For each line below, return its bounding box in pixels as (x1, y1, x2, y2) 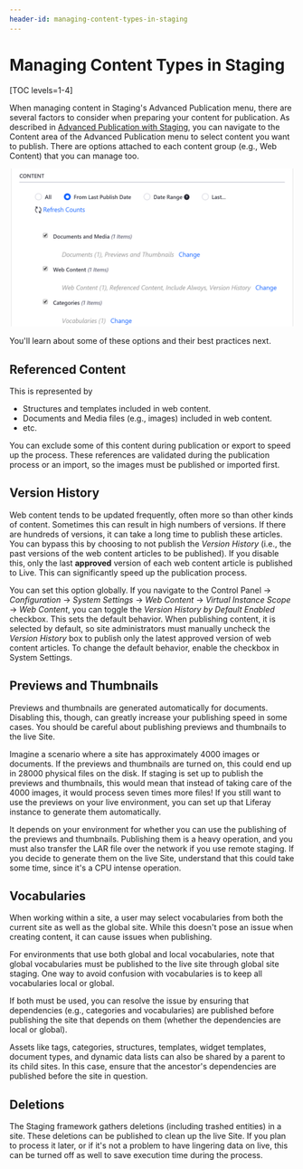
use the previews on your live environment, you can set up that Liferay (9, 796, 271, 807)
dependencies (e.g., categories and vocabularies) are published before (9, 1005, 274, 1016)
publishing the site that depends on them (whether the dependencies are (9, 1014, 281, 1026)
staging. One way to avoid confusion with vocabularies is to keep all (9, 968, 262, 979)
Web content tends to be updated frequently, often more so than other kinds (9, 509, 294, 520)
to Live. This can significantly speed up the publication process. (9, 566, 248, 578)
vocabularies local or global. (9, 978, 115, 989)
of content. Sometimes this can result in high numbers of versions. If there (9, 518, 287, 529)
